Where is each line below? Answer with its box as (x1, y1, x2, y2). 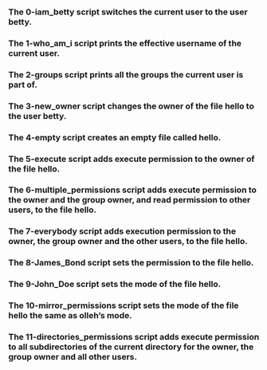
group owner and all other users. (8, 352, 138, 363)
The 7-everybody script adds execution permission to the (8, 226, 237, 237)
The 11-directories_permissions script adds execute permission (8, 332, 260, 343)
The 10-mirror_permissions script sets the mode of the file (8, 300, 239, 311)
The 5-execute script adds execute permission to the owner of (8, 153, 255, 164)
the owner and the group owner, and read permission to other (8, 195, 251, 206)
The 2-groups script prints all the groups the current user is (8, 69, 244, 80)
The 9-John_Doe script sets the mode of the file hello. (8, 278, 222, 289)
